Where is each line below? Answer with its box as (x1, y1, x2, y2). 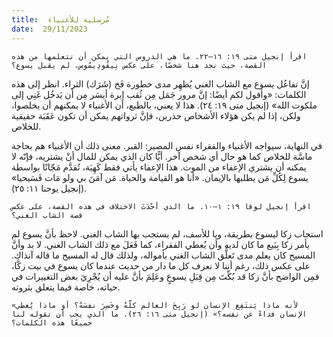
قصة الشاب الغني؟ (11, 210, 84, 220)
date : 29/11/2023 (11, 24, 88, 34)
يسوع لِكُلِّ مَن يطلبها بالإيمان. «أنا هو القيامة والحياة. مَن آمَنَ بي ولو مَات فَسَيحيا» (11, 171, 309, 183)
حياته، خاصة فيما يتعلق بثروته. (11, 281, 121, 293)
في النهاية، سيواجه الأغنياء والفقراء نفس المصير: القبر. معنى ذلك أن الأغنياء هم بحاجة (11, 139, 323, 151)
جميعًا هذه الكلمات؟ (11, 317, 93, 328)
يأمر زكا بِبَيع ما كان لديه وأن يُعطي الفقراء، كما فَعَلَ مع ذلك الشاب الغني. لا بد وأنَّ (11, 238, 310, 250)
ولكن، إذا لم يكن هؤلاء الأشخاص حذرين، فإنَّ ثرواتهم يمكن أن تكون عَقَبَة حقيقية (11, 109, 301, 121)
